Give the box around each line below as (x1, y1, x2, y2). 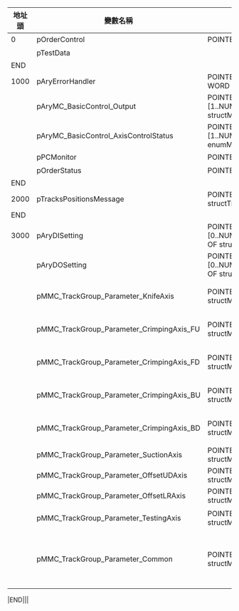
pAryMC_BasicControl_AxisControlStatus (36, 131, 174, 140)
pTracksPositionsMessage (36, 194, 124, 204)
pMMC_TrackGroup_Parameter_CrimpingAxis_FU (36, 324, 201, 334)
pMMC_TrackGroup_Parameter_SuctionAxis (36, 450, 183, 459)
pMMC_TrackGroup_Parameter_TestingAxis (36, 513, 181, 523)
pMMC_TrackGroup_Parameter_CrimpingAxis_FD (36, 357, 201, 366)
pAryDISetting (36, 231, 84, 240)
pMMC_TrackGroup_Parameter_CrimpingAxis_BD (36, 423, 201, 433)
